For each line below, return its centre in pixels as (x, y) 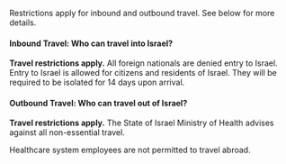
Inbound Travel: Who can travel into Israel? (91, 43)
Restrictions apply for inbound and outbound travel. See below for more (142, 13)
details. (23, 23)
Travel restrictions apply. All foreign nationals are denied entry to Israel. (143, 63)
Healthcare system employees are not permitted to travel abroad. (130, 150)
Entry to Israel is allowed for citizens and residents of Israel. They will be (143, 73)
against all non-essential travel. (67, 132)
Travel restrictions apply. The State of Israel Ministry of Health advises (142, 123)
